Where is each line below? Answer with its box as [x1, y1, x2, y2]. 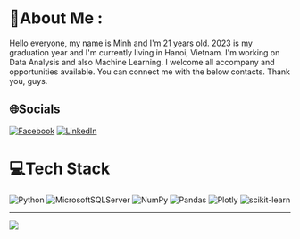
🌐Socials [9, 102, 61, 117]
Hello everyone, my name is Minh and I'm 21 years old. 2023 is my [9, 38, 253, 48]
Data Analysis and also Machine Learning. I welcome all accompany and [9, 56, 275, 67]
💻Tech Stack [9, 158, 111, 178]
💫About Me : [9, 8, 104, 29]
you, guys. [9, 75, 48, 86]
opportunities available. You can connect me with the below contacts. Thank [9, 66, 291, 77]
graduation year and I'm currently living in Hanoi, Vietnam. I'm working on [9, 47, 280, 57]
